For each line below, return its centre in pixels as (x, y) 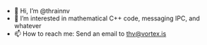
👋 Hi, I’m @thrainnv (42, 11)
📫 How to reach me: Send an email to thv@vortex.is (90, 34)
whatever (28, 26)
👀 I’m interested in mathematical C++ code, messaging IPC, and (107, 18)
